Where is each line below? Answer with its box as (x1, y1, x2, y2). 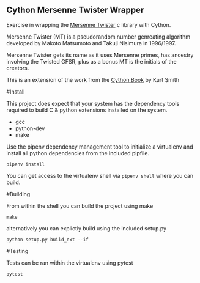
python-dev (15, 125, 45, 132)
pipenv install (6, 161, 45, 167)
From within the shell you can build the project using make (6, 202, 154, 210)
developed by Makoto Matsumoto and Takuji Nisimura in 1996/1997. (6, 39, 176, 46)
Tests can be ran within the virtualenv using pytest (6, 259, 133, 266)
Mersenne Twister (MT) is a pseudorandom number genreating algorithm (6, 33, 191, 40)
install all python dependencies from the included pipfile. (6, 149, 150, 156)
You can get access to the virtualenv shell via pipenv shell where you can (6, 172, 194, 179)
